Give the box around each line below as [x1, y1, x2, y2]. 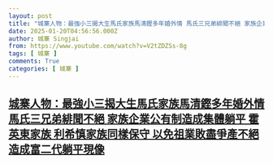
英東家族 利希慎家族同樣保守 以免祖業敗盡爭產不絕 [8, 127, 259, 141]
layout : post [8, 11, 53, 20]
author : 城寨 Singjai [8, 34, 80, 43]
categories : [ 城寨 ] [8, 65, 80, 73]
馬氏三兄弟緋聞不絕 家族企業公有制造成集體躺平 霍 [8, 112, 259, 126]
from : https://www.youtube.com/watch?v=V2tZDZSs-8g [8, 42, 187, 50]
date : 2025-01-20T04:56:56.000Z [8, 27, 118, 35]
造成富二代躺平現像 [8, 143, 105, 157]
